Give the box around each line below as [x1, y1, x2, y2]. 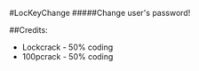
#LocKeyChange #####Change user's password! [9, 8, 191, 18]
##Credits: [9, 25, 48, 35]
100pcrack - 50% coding [21, 51, 114, 61]
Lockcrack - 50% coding [21, 42, 114, 52]
